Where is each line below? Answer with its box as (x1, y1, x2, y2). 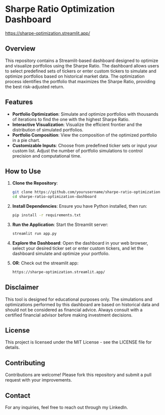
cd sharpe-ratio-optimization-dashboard (12, 194, 97, 199)
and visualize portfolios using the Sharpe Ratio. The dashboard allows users (5, 63, 159, 68)
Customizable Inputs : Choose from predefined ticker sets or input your (12, 142, 158, 148)
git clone (12, 190, 33, 195)
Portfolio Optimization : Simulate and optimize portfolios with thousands (12, 111, 159, 117)
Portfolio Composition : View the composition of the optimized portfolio (12, 132, 157, 138)
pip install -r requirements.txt (12, 213, 81, 218)
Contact (5, 391, 31, 400)
